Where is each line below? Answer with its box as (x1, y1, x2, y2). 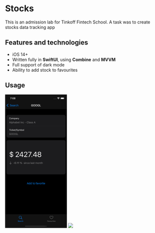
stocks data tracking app (5, 24, 55, 30)
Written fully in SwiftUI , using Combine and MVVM (12, 57, 116, 63)
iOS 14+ (12, 51, 28, 57)
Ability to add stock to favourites (12, 67, 78, 73)
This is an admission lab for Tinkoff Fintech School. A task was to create (5, 19, 151, 25)
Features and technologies (5, 39, 89, 47)
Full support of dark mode (12, 62, 65, 67)
